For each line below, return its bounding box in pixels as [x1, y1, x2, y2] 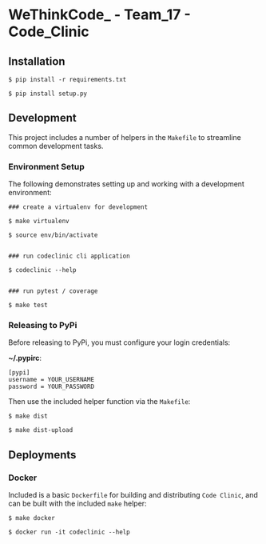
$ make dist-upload [8, 426, 73, 434]
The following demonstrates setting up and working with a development [8, 179, 245, 189]
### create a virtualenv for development [8, 203, 149, 211]
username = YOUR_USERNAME [8, 376, 94, 384]
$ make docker [8, 514, 56, 522]
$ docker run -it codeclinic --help [8, 528, 130, 537]
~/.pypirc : [8, 354, 42, 363]
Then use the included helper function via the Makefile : [8, 397, 191, 406]
